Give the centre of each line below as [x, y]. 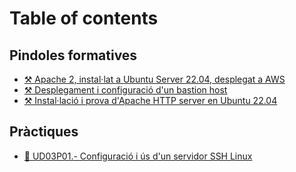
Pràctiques [44, 132]
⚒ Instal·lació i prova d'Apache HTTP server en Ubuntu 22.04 [150, 100]
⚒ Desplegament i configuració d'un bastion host [125, 90]
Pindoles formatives [73, 55]
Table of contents [84, 18]
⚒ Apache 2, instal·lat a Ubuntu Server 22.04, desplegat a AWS [154, 79]
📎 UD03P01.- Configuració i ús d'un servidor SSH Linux [138, 156]
